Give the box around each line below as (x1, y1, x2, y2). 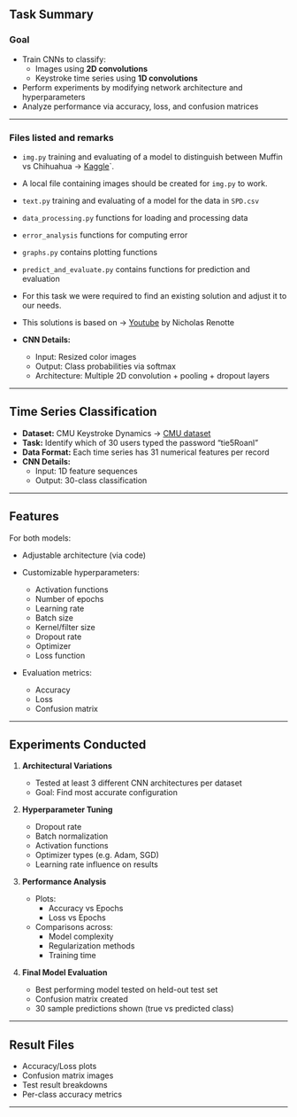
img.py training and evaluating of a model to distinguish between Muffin (21, 151, 283, 162)
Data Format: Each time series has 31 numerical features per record (21, 447, 270, 457)
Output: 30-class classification (34, 474, 148, 486)
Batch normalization (34, 831, 109, 841)
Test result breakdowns (21, 1080, 108, 1090)
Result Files (9, 1037, 75, 1052)
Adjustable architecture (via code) (21, 550, 147, 560)
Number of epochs (34, 593, 104, 604)
